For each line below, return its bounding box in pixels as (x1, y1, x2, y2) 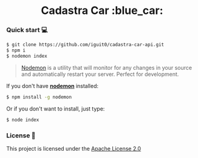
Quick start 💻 (6, 26, 48, 34)
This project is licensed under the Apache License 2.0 (6, 145, 142, 153)
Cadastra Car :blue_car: (41, 4, 163, 18)
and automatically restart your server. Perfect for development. (21, 70, 179, 78)
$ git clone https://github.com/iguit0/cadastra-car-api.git (6, 42, 165, 48)
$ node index (6, 117, 39, 123)
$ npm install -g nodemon (6, 94, 72, 100)
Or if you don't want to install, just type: (6, 105, 105, 112)
